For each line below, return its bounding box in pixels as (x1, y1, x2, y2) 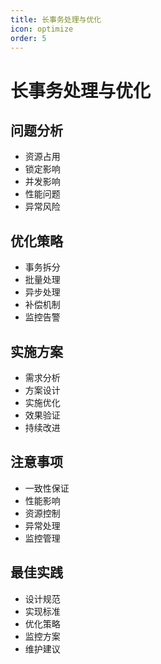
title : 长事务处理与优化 (10, 14, 102, 25)
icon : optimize (10, 24, 74, 34)
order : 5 (10, 33, 47, 43)
